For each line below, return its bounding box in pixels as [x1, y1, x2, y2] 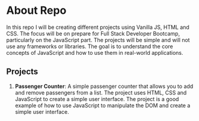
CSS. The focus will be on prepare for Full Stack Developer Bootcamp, [6, 29, 180, 37]
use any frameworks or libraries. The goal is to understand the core [6, 43, 173, 50]
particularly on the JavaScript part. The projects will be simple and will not [6, 36, 191, 43]
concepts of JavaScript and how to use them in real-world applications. [6, 49, 183, 56]
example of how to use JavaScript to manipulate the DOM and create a [14, 102, 191, 109]
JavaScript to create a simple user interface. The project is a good [14, 95, 179, 102]
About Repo [6, 4, 67, 17]
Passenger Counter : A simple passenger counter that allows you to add [14, 82, 194, 90]
